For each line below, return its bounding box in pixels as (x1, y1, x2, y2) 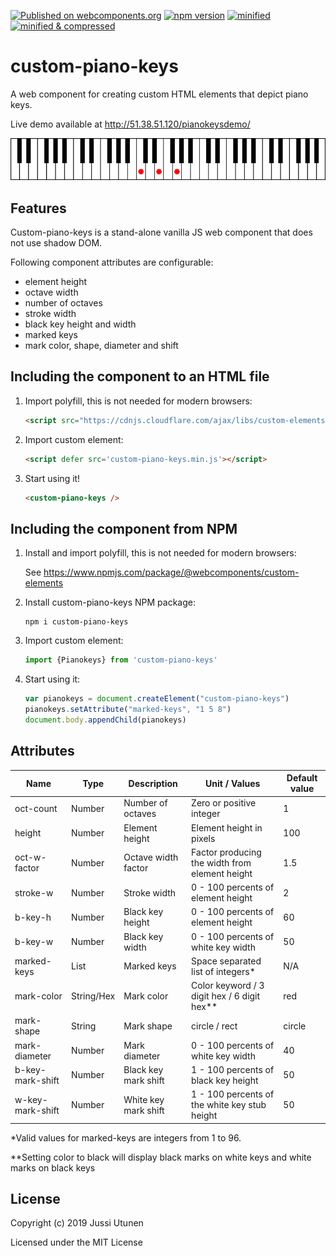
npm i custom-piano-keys (24, 617, 129, 627)
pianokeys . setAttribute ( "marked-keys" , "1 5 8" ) (24, 704, 232, 714)
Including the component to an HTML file (10, 368, 270, 385)
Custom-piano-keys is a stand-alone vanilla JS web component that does (10, 226, 313, 238)
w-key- (14, 1093, 48, 1105)
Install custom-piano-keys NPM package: (24, 596, 197, 609)
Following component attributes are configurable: (10, 256, 214, 268)
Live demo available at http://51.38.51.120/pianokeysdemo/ (10, 118, 251, 130)
